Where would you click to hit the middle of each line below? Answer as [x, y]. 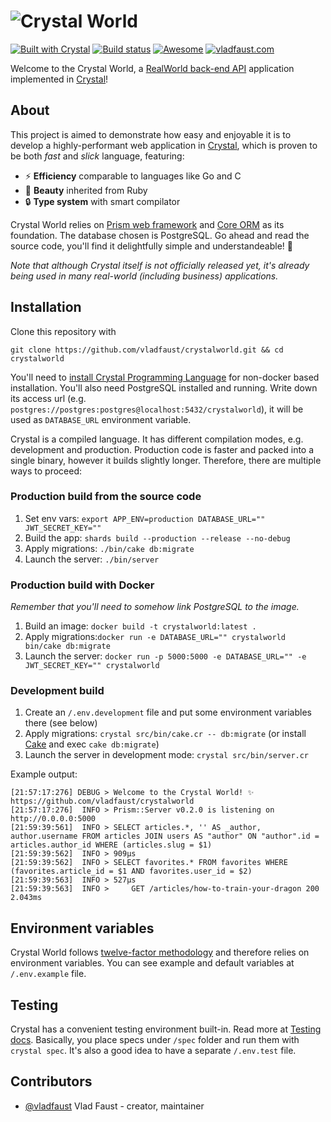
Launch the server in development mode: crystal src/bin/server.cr [167, 755]
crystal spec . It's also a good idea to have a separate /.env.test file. [153, 1051]
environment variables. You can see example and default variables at [152, 963]
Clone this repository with [63, 331]
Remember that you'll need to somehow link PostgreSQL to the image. [155, 607]
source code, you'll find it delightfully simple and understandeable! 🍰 [151, 246]
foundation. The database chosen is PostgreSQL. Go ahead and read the [160, 235]
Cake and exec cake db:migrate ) [92, 744]
